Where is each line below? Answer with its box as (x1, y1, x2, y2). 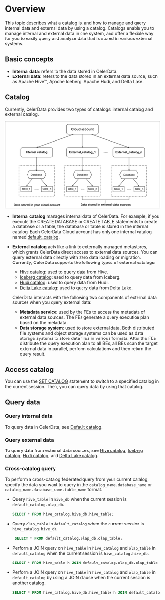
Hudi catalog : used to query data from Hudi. (19, 280, 109, 286)
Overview (5, 3, 46, 15)
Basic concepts (5, 55, 54, 64)
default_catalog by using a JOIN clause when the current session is (12, 574, 151, 580)
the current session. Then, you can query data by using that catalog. (5, 383, 144, 389)
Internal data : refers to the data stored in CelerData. (12, 68, 118, 74)
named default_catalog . (12, 234, 60, 240)
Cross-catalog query (5, 465, 56, 472)
